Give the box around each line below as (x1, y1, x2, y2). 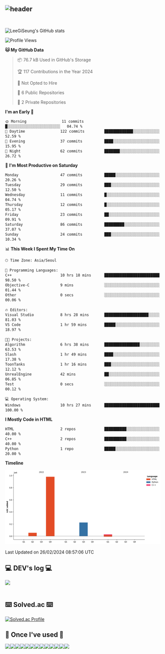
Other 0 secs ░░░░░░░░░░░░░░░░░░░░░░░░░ (5, 293, 160, 298)
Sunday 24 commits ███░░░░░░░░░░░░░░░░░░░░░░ (5, 232, 160, 237)
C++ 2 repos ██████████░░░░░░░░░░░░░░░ (5, 436, 160, 441)
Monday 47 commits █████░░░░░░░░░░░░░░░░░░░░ (5, 172, 160, 177)
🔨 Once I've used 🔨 (5, 631, 64, 639)
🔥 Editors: (5, 307, 28, 312)
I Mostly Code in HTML (5, 416, 53, 422)
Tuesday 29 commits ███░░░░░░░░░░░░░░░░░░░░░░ (5, 182, 160, 187)
